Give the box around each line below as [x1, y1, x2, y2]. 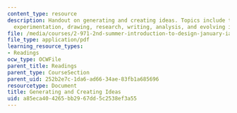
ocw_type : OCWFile [7, 56, 61, 63]
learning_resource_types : [7, 43, 83, 50]
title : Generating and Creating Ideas [7, 88, 121, 95]
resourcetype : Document [7, 82, 78, 89]
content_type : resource [7, 10, 78, 18]
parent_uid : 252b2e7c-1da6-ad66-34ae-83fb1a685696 [7, 75, 159, 83]
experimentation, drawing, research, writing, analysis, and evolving [13, 23, 226, 30]
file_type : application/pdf [7, 36, 90, 44]
